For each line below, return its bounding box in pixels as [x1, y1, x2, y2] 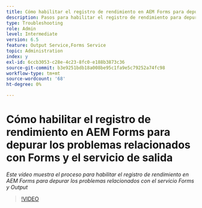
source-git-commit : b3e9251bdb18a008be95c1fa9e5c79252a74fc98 [6, 64, 165, 71]
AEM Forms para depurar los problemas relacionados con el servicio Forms [6, 177, 194, 184]
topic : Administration [6, 48, 63, 54]
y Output [6, 183, 28, 191]
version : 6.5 [6, 37, 39, 43]
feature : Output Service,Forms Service [6, 43, 106, 49]
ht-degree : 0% [6, 82, 42, 88]
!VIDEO [20, 195, 39, 202]
